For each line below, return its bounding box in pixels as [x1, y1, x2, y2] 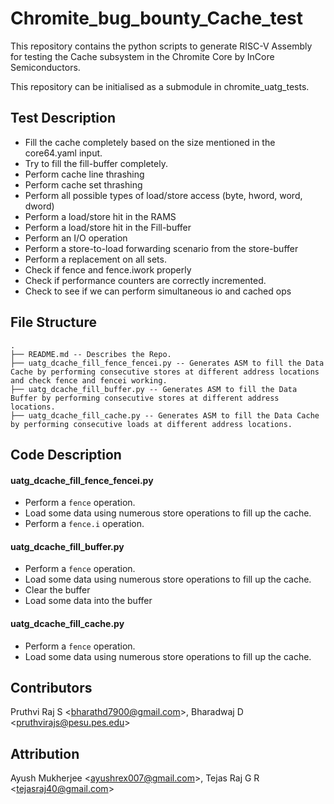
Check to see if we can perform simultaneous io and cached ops [24, 285, 292, 297]
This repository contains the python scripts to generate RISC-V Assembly [10, 40, 313, 52]
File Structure [10, 314, 97, 331]
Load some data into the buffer [24, 595, 153, 607]
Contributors [10, 679, 93, 696]
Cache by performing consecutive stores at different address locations [10, 367, 320, 377]
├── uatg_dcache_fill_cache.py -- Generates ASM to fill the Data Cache [10, 410, 320, 421]
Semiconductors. [10, 61, 81, 73]
